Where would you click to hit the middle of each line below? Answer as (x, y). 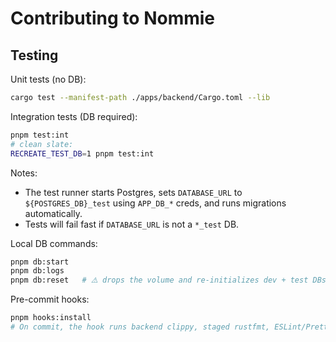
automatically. (53, 213)
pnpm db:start (40, 262)
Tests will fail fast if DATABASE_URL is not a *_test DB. (132, 224)
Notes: (24, 173)
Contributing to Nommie (113, 18)
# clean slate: (42, 144)
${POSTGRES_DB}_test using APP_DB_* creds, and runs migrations (155, 203)
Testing (34, 55)
